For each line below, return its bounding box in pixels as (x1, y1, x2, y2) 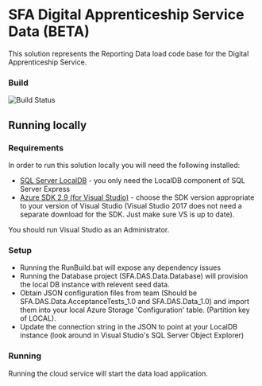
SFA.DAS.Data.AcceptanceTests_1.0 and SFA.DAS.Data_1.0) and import (19, 297, 250, 306)
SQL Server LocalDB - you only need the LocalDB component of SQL (19, 175, 246, 185)
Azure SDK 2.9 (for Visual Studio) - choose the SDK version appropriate (19, 193, 255, 202)
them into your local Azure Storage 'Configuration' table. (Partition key (19, 305, 250, 315)
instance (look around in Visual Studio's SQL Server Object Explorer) (19, 330, 245, 340)
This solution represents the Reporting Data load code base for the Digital (8, 49, 249, 58)
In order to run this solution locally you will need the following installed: (8, 160, 241, 170)
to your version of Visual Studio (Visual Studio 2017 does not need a (19, 201, 242, 210)
